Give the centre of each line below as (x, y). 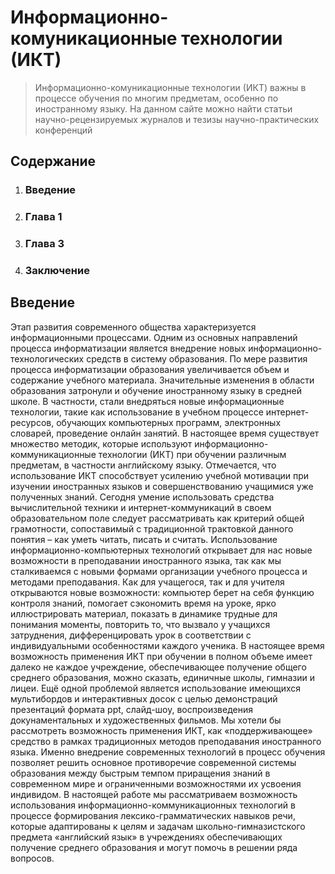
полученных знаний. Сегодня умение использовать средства (142, 497)
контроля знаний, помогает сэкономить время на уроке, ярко (143, 603)
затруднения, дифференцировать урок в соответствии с (131, 635)
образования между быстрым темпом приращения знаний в (140, 773)
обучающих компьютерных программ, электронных (169, 422)
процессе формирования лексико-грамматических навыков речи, (153, 815)
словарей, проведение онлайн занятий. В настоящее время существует (165, 433)
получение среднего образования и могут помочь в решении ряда (154, 847)
